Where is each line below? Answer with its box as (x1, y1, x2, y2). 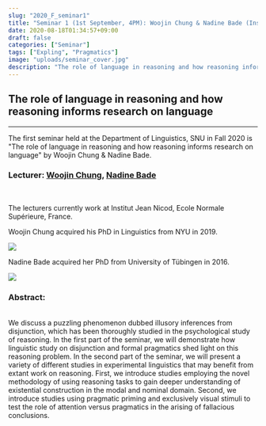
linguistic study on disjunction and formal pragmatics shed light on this (8, 344, 239, 353)
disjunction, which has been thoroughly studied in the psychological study (8, 326, 251, 337)
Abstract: (8, 291, 46, 302)
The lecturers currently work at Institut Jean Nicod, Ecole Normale (8, 203, 225, 212)
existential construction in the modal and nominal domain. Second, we (8, 386, 237, 395)
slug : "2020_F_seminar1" (8, 11, 90, 20)
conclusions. (8, 411, 50, 420)
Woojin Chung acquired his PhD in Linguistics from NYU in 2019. (8, 226, 218, 236)
